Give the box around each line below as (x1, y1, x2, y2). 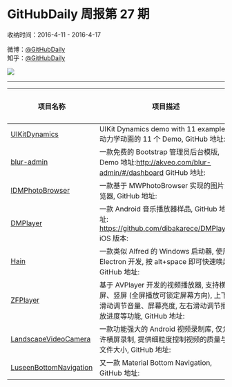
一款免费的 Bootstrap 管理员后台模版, (99, 147, 220, 156)
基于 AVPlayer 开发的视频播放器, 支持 (99, 280, 220, 290)
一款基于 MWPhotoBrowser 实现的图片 (99, 180, 224, 190)
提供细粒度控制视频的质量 (137, 334, 221, 344)
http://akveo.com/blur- (135, 157, 212, 167)
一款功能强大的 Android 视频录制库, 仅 (99, 324, 223, 334)
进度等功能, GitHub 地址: (106, 311, 185, 321)
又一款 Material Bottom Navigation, (99, 357, 213, 367)
